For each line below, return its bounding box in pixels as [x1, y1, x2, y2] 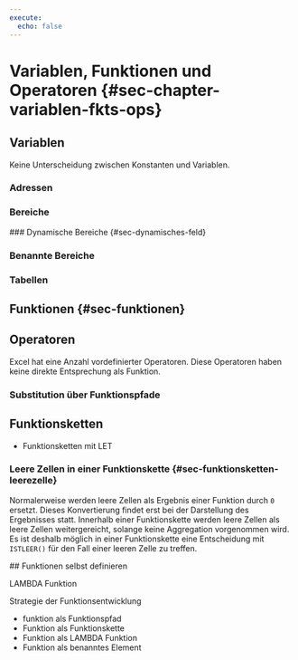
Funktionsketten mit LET [22, 440, 113, 451]
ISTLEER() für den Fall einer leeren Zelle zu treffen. [9, 542, 198, 553]
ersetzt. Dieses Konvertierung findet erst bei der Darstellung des [9, 504, 250, 515]
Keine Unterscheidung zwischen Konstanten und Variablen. [9, 159, 230, 170]
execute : [9, 13, 42, 23]
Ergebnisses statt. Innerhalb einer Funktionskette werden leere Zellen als [9, 513, 280, 525]
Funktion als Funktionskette [22, 622, 125, 634]
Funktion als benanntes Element [22, 642, 142, 653]
